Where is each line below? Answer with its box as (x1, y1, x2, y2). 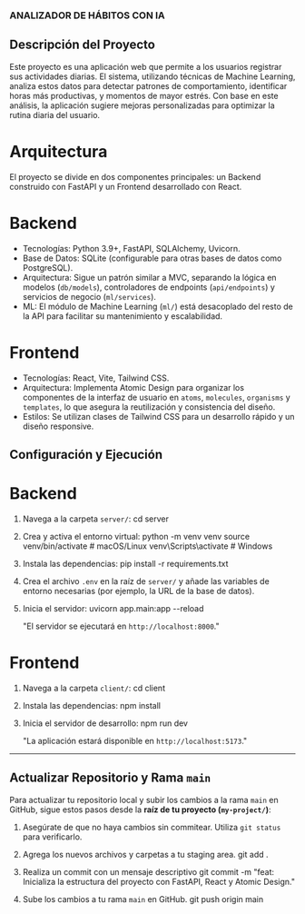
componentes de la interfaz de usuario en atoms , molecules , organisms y (22, 392, 290, 402)
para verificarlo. (22, 831, 83, 842)
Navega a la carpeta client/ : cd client (22, 682, 166, 693)
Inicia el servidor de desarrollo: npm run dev (22, 718, 189, 729)
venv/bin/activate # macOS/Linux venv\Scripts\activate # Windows (22, 541, 273, 551)
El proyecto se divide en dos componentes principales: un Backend (9, 171, 261, 182)
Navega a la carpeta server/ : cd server (22, 513, 170, 524)
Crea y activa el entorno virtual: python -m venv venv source (22, 531, 251, 541)
